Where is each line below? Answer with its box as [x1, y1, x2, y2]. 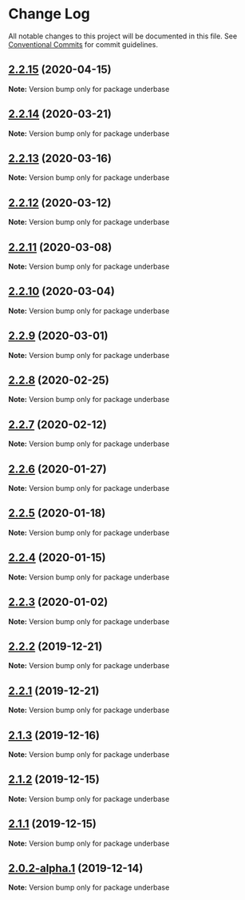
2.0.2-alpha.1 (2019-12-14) [8, 861, 144, 875]
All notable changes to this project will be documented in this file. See [8, 31, 238, 41]
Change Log [8, 5, 90, 23]
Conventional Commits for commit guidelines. [8, 39, 158, 49]
